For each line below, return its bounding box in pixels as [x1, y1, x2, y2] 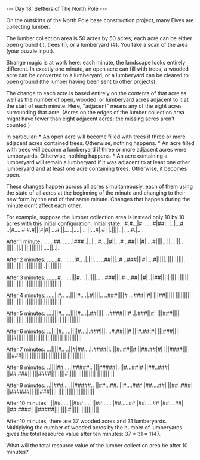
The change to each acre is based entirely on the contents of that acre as [6, 90, 187, 96]
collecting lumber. [6, 23, 51, 30]
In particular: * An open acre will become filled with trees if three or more [6, 133, 186, 140]
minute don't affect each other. [6, 202, 82, 209]
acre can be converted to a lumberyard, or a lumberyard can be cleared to [6, 72, 189, 78]
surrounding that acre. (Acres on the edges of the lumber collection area [6, 109, 185, 116]
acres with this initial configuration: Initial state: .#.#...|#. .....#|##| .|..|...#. [6, 220, 185, 227]
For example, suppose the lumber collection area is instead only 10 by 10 [6, 214, 185, 220]
